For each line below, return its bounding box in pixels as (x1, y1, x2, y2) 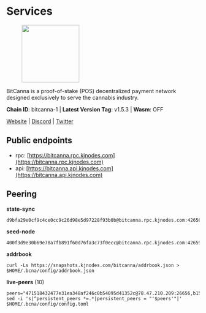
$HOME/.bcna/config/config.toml (6, 301, 89, 307)
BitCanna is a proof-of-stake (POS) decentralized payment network (6, 87, 177, 94)
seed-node (6, 228, 36, 235)
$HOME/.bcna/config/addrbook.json (6, 268, 95, 274)
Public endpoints (6, 135, 72, 146)
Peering (6, 189, 37, 200)
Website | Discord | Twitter (6, 118, 74, 125)
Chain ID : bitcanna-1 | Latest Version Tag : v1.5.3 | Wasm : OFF (6, 105, 164, 113)
